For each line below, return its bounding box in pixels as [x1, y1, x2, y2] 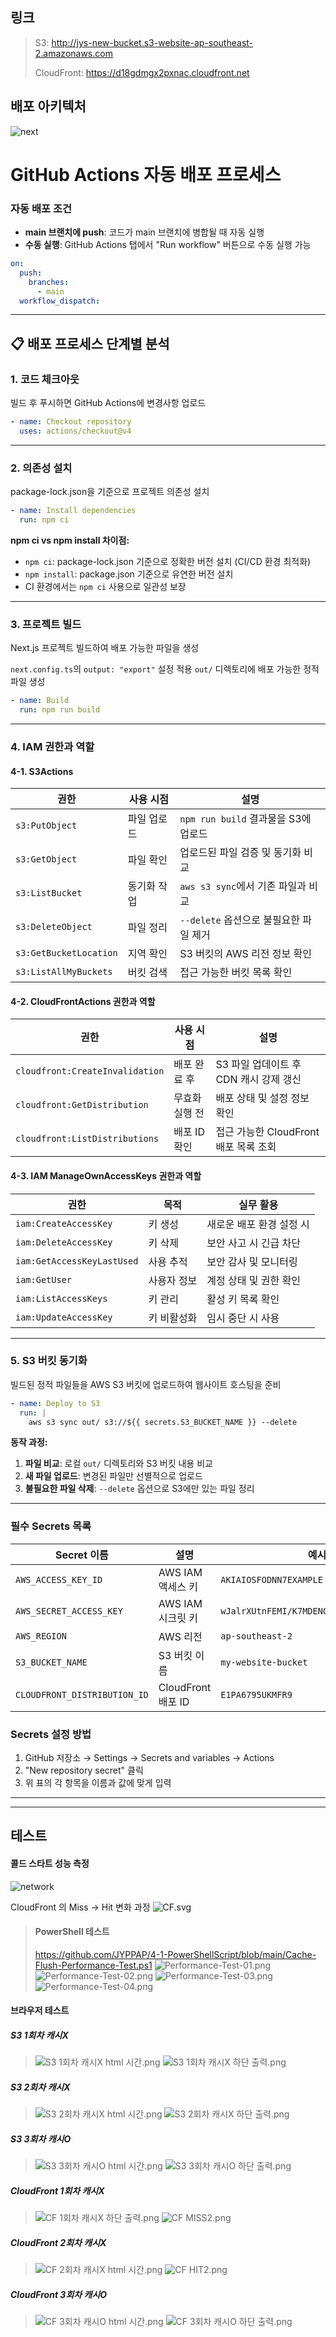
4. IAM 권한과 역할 [10, 739, 95, 753]
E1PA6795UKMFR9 [220, 1689, 293, 1700]
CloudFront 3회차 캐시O [10, 2288, 108, 2300]
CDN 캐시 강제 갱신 [215, 1073, 302, 1087]
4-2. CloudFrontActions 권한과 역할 [10, 995, 156, 1007]
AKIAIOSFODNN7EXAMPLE [220, 1574, 323, 1585]
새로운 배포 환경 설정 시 [206, 1217, 310, 1231]
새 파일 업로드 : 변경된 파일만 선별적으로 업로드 [24, 1470, 203, 1482]
